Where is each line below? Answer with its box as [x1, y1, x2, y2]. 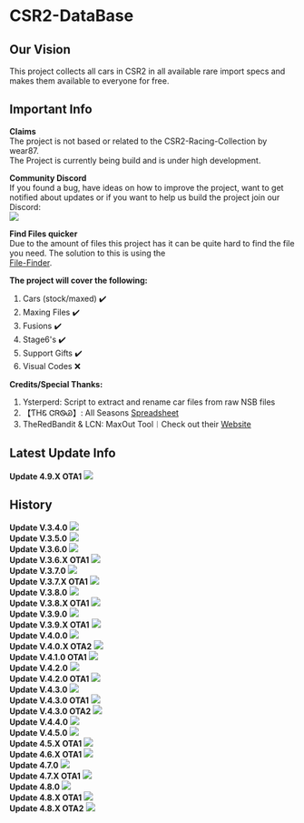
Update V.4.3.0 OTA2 [9, 706, 92, 717]
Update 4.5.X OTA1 [9, 738, 83, 749]
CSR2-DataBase [9, 5, 134, 26]
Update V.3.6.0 [9, 544, 68, 555]
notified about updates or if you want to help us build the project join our [9, 192, 280, 203]
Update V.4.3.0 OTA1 [9, 695, 89, 706]
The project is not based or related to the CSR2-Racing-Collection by [9, 135, 268, 146]
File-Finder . [9, 256, 53, 268]
